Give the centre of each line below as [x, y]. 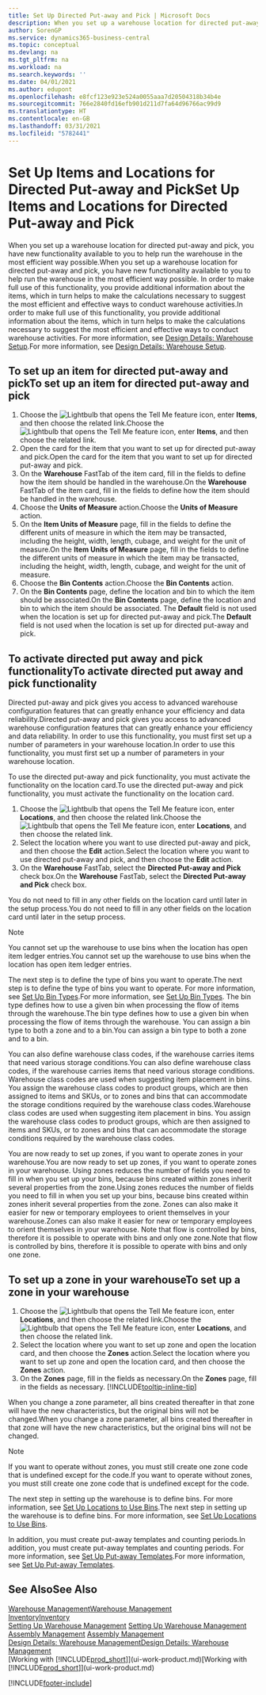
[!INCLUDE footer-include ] [50, 1683]
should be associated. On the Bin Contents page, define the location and [138, 600]
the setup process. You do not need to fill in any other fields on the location [130, 909]
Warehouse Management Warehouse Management [90, 1609]
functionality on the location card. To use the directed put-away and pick [126, 785]
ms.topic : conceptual [44, 45]
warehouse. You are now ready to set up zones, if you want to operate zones [133, 1162]
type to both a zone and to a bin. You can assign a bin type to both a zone [127, 1030]
